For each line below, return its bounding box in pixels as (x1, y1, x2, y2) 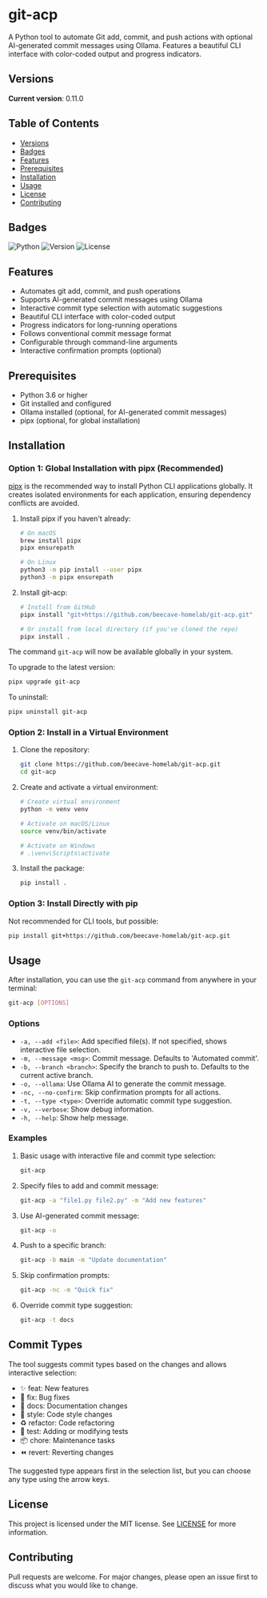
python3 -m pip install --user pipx (19, 566, 142, 574)
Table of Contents (8, 117, 100, 130)
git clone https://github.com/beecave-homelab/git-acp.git (19, 760, 221, 769)
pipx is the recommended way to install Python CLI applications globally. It (8, 481, 253, 491)
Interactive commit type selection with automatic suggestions (19, 303, 223, 313)
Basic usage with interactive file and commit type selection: (19, 1151, 217, 1160)
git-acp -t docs (19, 1316, 74, 1324)
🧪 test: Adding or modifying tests (19, 1426, 129, 1436)
